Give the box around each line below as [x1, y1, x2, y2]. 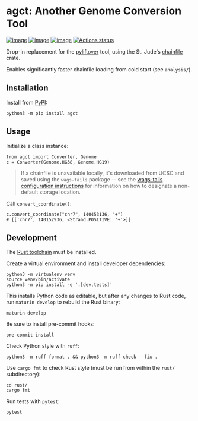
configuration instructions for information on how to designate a [20, 182, 177, 189]
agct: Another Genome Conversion [6, 4, 182, 18]
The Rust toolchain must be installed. [6, 249, 97, 256]
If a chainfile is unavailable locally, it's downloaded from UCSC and [20, 169, 184, 177]
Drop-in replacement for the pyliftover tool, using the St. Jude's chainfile [6, 48, 183, 55]
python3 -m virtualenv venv [6, 272, 76, 278]
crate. [6, 54, 21, 61]
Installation [6, 83, 49, 93]
